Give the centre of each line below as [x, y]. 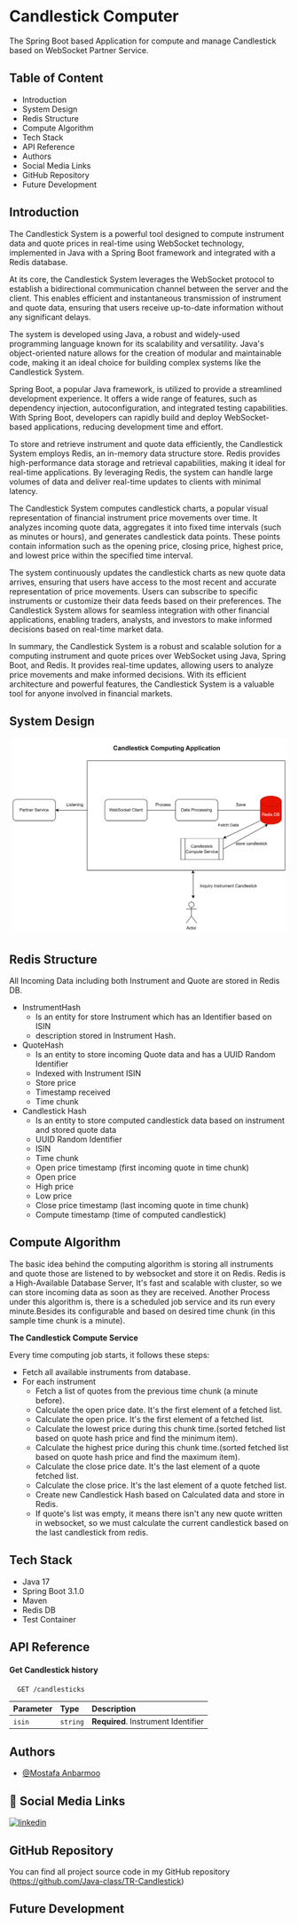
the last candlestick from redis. [92, 1532]
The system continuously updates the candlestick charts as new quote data [147, 572]
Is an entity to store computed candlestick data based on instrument [160, 1120]
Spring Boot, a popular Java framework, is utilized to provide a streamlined [145, 389]
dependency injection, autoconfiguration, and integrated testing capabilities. [149, 408]
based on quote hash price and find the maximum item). [138, 1457]
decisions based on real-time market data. [86, 629]
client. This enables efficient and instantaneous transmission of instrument [145, 298]
